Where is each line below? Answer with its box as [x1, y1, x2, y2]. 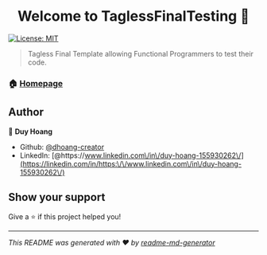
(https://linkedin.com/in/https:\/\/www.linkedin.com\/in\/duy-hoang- [19, 159, 242, 168]
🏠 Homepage [8, 77, 64, 88]
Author [8, 105, 44, 119]
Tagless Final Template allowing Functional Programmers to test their [27, 49, 254, 58]
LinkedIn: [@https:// [19, 151, 85, 160]
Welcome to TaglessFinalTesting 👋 [17, 7, 250, 25]
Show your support [8, 190, 106, 204]
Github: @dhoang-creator [19, 142, 105, 151]
